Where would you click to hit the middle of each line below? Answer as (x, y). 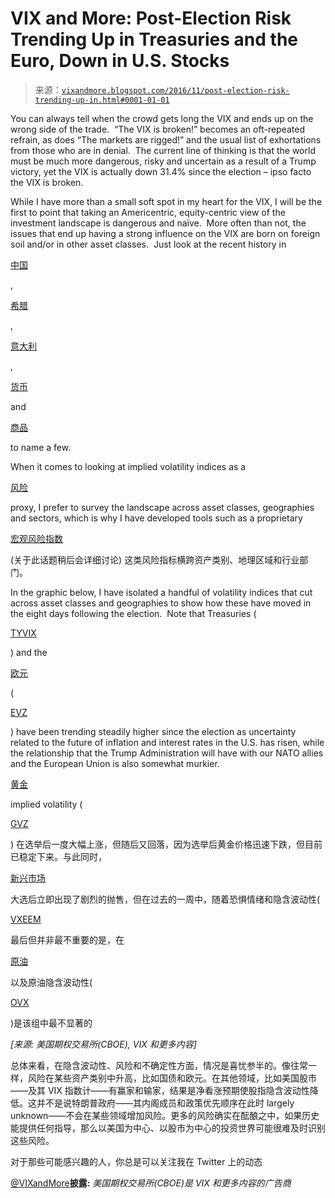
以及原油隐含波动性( (51, 982)
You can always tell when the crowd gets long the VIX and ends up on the (162, 118)
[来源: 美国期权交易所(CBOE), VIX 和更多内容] (103, 1044)
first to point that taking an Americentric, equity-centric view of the (148, 212)
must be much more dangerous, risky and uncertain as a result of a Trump (163, 161)
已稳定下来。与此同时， (58, 856)
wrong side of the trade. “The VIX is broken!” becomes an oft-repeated (158, 129)
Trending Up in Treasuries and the (154, 39)
